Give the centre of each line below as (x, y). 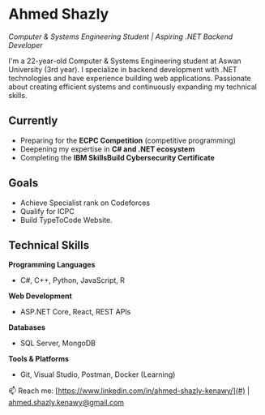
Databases (27, 327)
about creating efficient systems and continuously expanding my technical (133, 87)
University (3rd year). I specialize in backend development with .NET (123, 69)
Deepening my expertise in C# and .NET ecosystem (107, 149)
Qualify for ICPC (47, 211)
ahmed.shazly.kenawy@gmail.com (66, 403)
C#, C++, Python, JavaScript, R (73, 280)
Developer (26, 45)
